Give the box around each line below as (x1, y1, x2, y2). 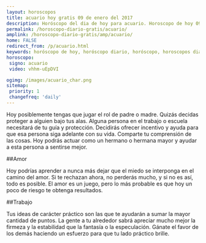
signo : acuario (9, 60, 48, 66)
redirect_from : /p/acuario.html (6, 43, 89, 50)
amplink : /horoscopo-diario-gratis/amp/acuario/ (6, 32, 133, 38)
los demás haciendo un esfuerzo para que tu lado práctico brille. (6, 230, 170, 237)
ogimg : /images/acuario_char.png (6, 77, 92, 83)
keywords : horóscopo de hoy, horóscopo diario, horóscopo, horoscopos (6, 49, 191, 55)
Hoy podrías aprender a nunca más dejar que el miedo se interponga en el (6, 166, 194, 174)
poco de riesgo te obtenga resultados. (6, 186, 103, 193)
